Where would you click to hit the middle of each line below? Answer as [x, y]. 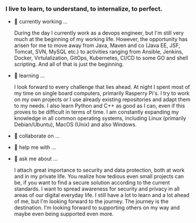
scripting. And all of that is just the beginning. [69, 64]
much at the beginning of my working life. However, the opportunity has [101, 39]
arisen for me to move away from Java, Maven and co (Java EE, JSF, [97, 45]
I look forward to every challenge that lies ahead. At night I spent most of [102, 87]
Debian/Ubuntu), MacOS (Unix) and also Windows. [75, 125]
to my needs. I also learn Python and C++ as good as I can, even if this [99, 106]
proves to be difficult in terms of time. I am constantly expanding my [97, 112]
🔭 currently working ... [41, 22]
